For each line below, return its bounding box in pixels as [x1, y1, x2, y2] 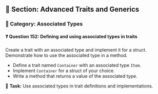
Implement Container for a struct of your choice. [12, 67, 115, 74]
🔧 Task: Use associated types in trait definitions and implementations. [5, 83, 153, 89]
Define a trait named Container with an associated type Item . [12, 62, 142, 68]
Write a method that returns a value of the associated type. [12, 73, 137, 79]
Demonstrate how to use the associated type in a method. [5, 52, 128, 58]
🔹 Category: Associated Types [5, 20, 83, 28]
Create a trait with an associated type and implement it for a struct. [5, 46, 147, 53]
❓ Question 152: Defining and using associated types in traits [5, 33, 137, 39]
